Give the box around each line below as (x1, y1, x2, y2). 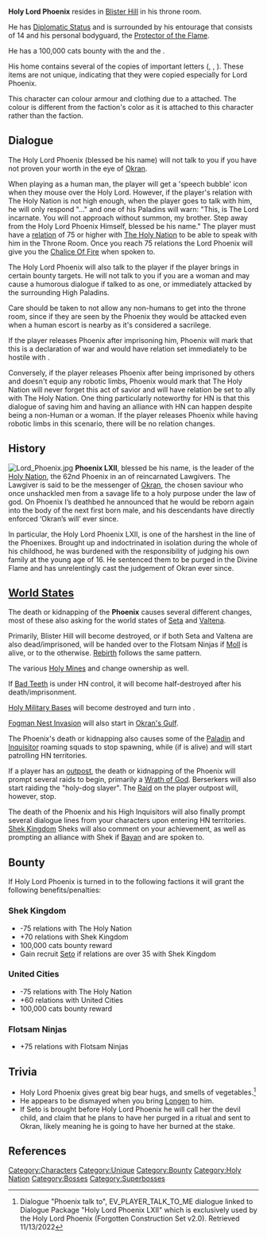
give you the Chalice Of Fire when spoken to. (8, 246, 156, 256)
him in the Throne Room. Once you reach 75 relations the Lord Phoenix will (8, 238, 253, 248)
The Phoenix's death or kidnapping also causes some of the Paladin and (8, 734, 245, 744)
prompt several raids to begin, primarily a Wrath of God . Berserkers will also (8, 775, 257, 785)
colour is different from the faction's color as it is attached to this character (8, 103, 254, 112)
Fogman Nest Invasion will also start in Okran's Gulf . (8, 718, 179, 728)
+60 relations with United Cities (19, 995, 123, 1005)
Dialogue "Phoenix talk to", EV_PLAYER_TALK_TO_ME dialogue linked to (19, 1197, 253, 1206)
